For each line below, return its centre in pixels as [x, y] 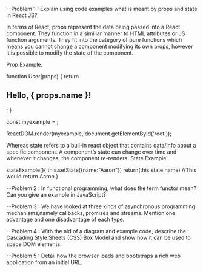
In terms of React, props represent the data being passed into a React [93, 27]
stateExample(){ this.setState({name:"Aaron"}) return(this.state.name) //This [101, 170]
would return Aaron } [32, 176]
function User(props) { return [43, 76]
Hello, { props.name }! [49, 96]
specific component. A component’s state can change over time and [92, 152]
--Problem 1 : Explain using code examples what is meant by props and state [102, 9]
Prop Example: [25, 64]
